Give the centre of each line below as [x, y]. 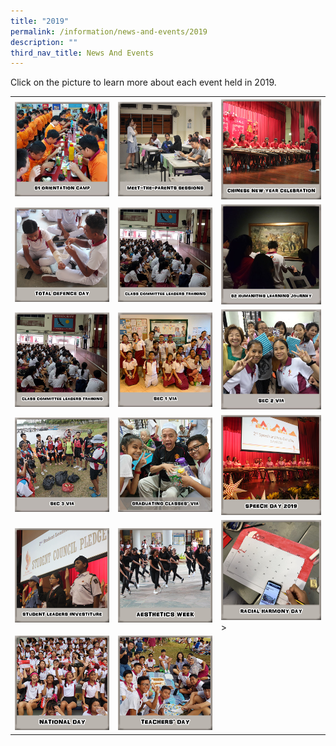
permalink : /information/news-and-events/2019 [109, 31]
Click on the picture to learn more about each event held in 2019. [143, 82]
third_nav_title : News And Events [82, 53]
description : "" [44, 42]
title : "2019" [40, 21]
